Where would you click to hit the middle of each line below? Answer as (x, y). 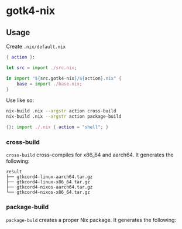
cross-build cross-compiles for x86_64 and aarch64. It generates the (90, 155)
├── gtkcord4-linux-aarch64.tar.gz (49, 177)
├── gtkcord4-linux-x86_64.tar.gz (48, 182)
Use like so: (20, 100)
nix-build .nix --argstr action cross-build (61, 111)
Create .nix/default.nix (36, 46)
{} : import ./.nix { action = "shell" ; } (57, 127)
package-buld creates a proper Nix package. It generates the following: (91, 220)
